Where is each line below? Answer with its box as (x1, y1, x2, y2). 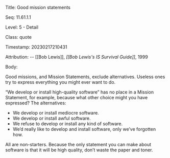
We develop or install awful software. (12, 115, 91, 121)
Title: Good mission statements (5, 5, 70, 10)
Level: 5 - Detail (5, 24, 39, 30)
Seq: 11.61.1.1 (5, 14, 32, 20)
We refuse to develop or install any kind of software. (12, 121, 123, 127)
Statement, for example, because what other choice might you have (5, 95, 148, 100)
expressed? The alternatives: (5, 100, 66, 106)
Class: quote (5, 34, 32, 40)
